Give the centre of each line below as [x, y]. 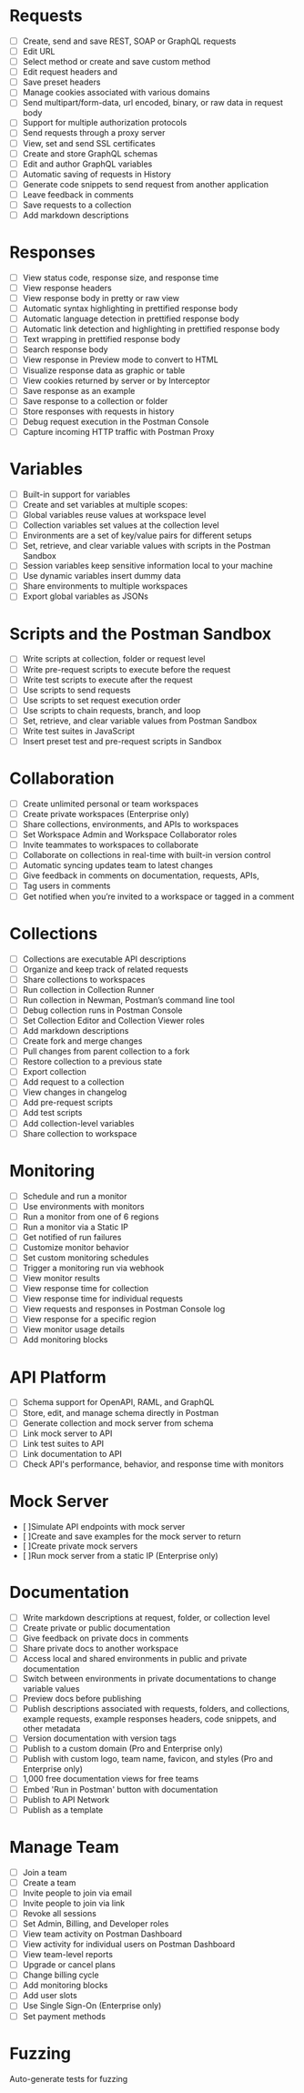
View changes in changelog [75, 1092]
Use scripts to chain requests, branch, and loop [111, 710]
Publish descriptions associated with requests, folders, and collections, [156, 1709]
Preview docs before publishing [82, 1699]
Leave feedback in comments [78, 194]
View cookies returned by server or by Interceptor [117, 380]
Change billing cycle [61, 1975]
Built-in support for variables [76, 494]
